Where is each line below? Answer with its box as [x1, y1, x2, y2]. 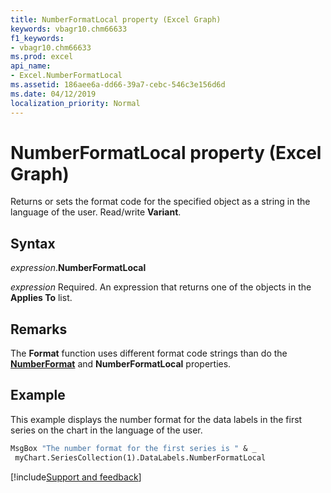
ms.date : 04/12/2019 [10, 89, 97, 99]
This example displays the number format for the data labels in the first [10, 413, 303, 425]
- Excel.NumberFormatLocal [10, 71, 123, 81]
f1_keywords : [10, 33, 65, 43]
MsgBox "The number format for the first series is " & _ [10, 443, 257, 453]
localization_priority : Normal [10, 98, 141, 108]
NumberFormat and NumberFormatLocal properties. [10, 358, 232, 370]
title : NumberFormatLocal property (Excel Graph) [10, 14, 222, 25]
